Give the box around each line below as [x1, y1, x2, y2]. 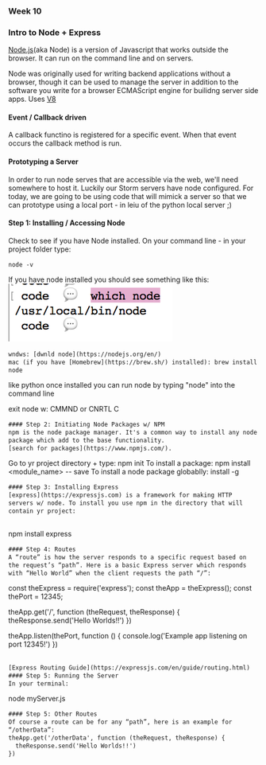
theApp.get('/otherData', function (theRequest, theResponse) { [8, 734, 226, 742]
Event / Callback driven [8, 112, 87, 122]
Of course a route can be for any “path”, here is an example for [8, 718, 233, 726]
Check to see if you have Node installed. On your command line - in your [8, 236, 246, 245]
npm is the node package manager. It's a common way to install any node [8, 428, 258, 436]
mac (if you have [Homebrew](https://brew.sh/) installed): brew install [8, 358, 258, 366]
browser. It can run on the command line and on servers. [8, 53, 194, 63]
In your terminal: [8, 679, 69, 688]
